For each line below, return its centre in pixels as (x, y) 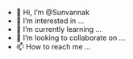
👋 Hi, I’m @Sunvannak (53, 12)
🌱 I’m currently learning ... (59, 29)
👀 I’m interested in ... (50, 21)
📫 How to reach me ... (53, 47)
